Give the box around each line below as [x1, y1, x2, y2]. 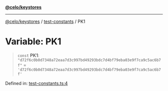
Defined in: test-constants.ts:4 [5, 80, 68, 86]
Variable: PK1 [5, 36, 61, 47]
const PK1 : [17, 52, 39, 58]
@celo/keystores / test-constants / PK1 [5, 18, 85, 24]
